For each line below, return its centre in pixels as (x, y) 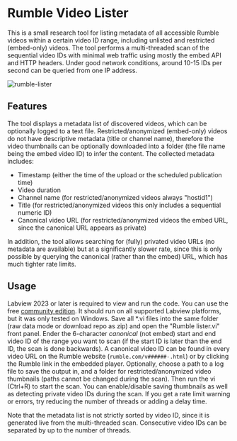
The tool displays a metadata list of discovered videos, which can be (107, 123)
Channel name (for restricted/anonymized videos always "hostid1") (115, 197)
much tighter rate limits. (42, 264)
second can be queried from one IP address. (73, 70)
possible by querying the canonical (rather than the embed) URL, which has (117, 256)
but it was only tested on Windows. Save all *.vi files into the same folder (113, 318)
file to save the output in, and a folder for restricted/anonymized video (109, 371)
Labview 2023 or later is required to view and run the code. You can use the (118, 303)
